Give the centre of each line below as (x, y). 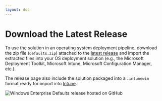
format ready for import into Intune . (41, 83)
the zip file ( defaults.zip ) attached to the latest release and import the (77, 53)
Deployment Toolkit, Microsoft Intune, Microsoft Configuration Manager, (79, 63)
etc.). (10, 68)
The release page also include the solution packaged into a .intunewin (77, 78)
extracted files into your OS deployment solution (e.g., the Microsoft (74, 58)
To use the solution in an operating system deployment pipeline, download (81, 48)
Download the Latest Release (66, 34)
